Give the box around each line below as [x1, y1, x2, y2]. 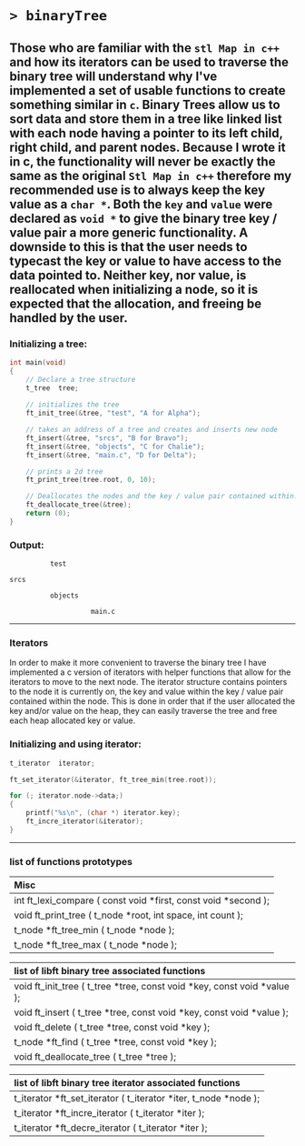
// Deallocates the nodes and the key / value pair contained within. [25, 492, 299, 501]
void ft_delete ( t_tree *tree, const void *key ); [14, 1021, 211, 1034]
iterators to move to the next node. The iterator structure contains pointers [9, 677, 288, 688]
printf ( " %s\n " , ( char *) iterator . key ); [25, 809, 181, 818]
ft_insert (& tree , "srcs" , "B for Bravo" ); [25, 433, 189, 443]
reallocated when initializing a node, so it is [9, 281, 259, 297]
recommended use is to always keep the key [9, 182, 266, 197]
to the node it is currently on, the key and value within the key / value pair [9, 686, 284, 698]
